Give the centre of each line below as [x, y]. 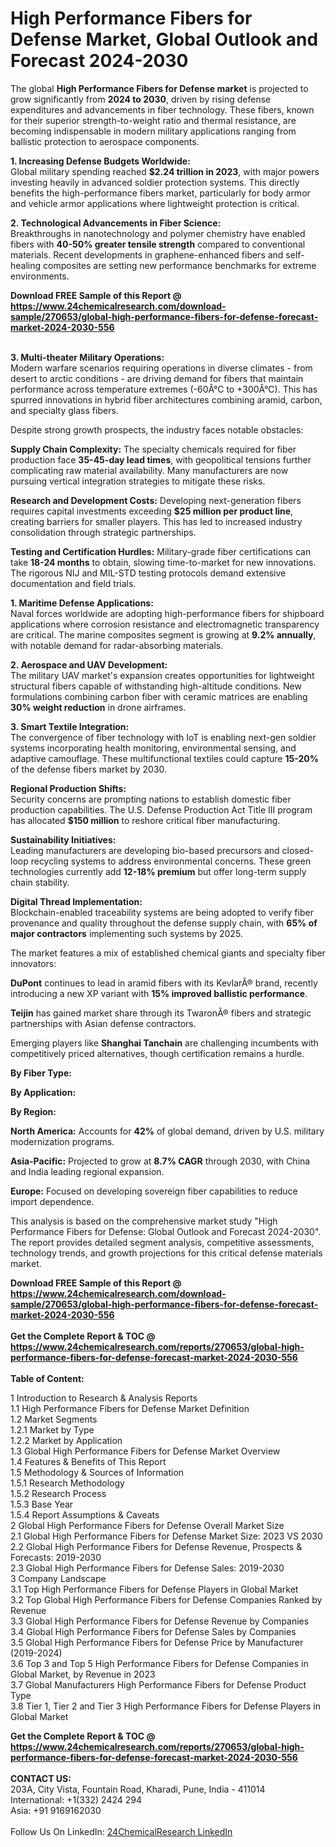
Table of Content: [47, 1378]
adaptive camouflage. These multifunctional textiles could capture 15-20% [164, 758]
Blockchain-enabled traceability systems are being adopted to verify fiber [162, 912]
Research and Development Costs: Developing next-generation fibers [156, 500]
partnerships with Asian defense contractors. [103, 1023]
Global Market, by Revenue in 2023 [83, 1674]
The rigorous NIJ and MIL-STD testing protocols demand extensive [148, 573]
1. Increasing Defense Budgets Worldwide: [100, 161]
